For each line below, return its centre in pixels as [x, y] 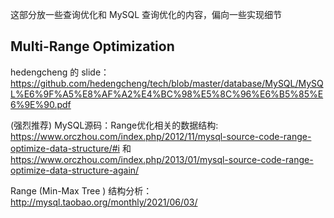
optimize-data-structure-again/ [75, 170]
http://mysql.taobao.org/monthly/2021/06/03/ [104, 202]
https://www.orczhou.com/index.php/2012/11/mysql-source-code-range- [161, 136]
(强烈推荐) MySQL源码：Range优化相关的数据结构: [114, 125]
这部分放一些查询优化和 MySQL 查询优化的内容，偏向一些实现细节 [146, 14]
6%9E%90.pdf [41, 104]
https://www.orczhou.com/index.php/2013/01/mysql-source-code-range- [162, 159]
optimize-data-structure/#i [65, 148]
